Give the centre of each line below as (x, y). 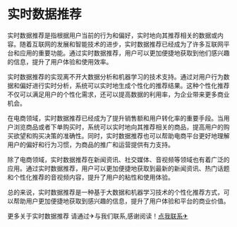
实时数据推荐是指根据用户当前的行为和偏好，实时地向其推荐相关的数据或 (112, 35)
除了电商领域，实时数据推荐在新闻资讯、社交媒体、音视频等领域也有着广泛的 (119, 159)
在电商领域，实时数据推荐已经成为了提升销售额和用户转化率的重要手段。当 (115, 118)
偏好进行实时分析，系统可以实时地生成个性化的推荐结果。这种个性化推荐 (124, 85)
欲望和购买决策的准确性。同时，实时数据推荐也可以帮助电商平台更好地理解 (121, 135)
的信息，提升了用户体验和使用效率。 (60, 61)
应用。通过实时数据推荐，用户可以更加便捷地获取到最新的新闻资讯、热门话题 (119, 168)
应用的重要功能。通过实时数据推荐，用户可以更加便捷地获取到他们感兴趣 (124, 53)
